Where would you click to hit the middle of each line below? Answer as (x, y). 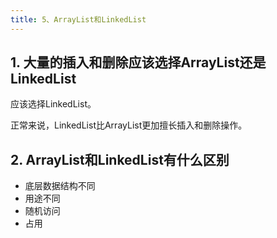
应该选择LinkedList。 (53, 104)
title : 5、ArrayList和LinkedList (78, 19)
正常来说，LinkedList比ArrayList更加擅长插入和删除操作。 (129, 125)
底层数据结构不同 (60, 186)
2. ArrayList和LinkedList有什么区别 (120, 159)
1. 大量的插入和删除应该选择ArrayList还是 (138, 62)
